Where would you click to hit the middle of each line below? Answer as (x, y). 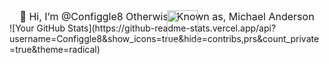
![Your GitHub (37, 28)
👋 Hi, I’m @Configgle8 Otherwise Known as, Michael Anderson (167, 16)
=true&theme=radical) (55, 49)
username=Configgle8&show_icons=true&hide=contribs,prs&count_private (164, 38)
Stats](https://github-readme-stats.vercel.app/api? (172, 28)
